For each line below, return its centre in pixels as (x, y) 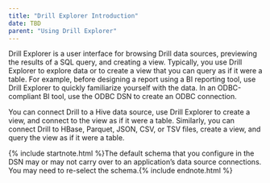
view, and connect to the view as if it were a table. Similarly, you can (122, 121)
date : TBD (25, 23)
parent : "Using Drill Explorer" (62, 31)
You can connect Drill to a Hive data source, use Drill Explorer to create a (129, 112)
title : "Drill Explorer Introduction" (73, 16)
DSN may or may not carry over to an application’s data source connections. (135, 162)
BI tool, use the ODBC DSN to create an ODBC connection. (140, 97)
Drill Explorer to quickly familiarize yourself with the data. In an (112, 88)
